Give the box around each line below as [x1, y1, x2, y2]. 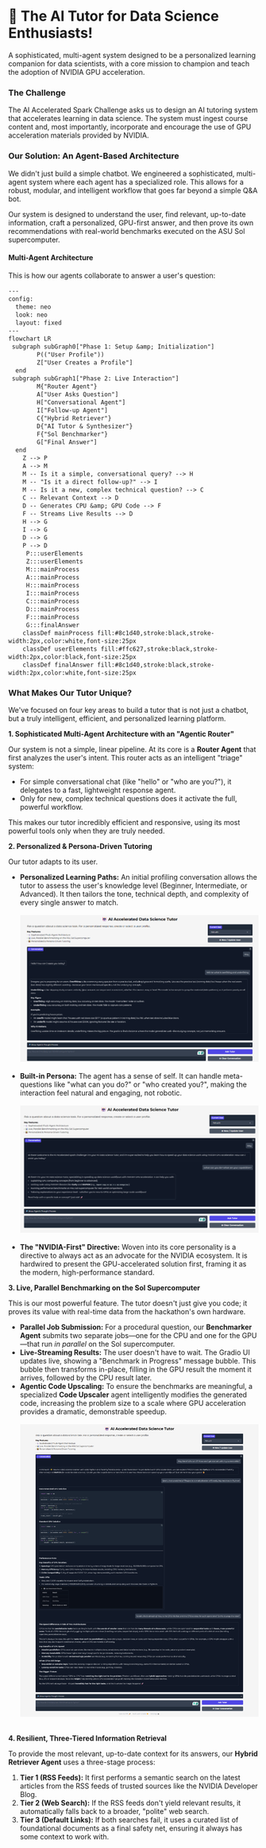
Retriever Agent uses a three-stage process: [8, 1757, 156, 1767]
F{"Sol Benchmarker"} [37, 430, 109, 438]
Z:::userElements [25, 557, 83, 566]
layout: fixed [15, 318, 62, 327]
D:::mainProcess [25, 605, 80, 613]
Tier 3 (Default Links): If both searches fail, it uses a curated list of [19, 1815, 239, 1825]
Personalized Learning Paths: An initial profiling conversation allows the [19, 873, 258, 882]
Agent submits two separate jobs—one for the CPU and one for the [19, 1330, 241, 1340]
